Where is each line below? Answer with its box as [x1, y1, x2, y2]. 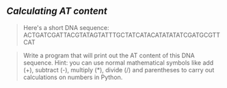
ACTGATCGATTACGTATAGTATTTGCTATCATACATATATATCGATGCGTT [23, 31, 220, 39]
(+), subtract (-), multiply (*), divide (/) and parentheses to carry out [23, 65, 215, 74]
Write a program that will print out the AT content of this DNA [23, 51, 196, 59]
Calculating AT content [6, 5, 107, 17]
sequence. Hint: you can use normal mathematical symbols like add [23, 58, 214, 67]
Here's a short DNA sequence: [23, 23, 110, 31]
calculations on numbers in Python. [23, 73, 123, 81]
